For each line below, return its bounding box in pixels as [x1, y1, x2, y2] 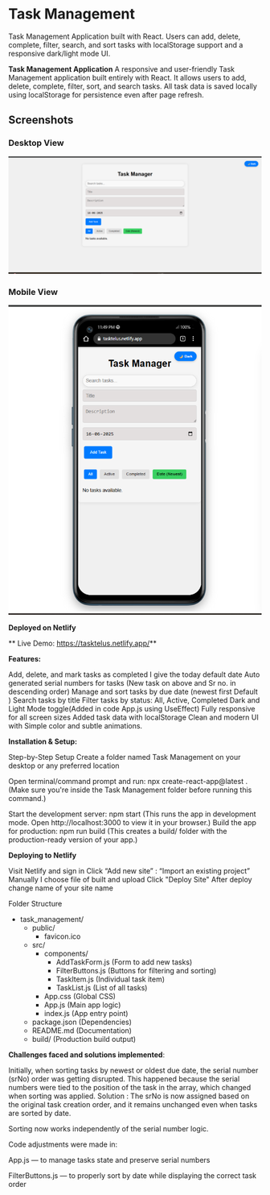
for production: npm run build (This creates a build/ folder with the [8, 826, 227, 836]
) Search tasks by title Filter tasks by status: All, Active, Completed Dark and [8, 695, 260, 705]
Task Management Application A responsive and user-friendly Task [8, 64, 235, 73]
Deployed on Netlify [8, 622, 76, 633]
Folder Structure [8, 898, 63, 908]
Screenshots [8, 114, 74, 127]
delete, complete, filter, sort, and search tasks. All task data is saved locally [8, 81, 257, 91]
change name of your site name [8, 883, 114, 893]
